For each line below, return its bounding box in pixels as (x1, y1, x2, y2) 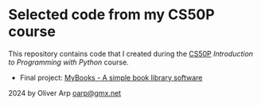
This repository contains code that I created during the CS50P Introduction (8, 49, 253, 58)
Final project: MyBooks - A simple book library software (19, 73, 203, 82)
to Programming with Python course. (8, 57, 129, 67)
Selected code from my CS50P (8, 6, 215, 24)
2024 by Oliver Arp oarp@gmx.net (8, 88, 122, 97)
